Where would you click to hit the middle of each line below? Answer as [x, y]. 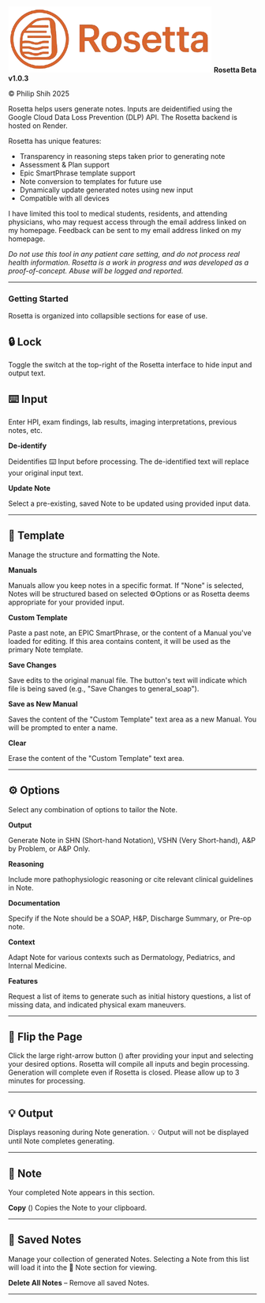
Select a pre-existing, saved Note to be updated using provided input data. [129, 503]
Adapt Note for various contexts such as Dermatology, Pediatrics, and [121, 957]
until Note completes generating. [62, 1141]
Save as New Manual [43, 704]
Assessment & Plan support [65, 165]
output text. [27, 373]
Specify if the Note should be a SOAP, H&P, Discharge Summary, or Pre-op [130, 918]
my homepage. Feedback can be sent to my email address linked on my [125, 230]
